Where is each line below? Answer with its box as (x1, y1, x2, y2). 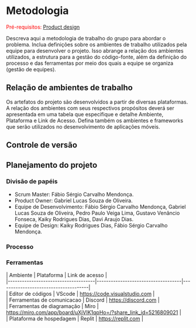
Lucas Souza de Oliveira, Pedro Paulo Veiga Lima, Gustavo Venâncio (14, 209, 180, 216)
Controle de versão (6, 140, 78, 150)
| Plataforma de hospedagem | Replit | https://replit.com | (6, 315, 143, 322)
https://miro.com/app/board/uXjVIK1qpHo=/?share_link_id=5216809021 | (6, 309, 181, 316)
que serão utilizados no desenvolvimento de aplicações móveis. (6, 123, 160, 130)
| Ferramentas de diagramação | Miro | (6, 303, 99, 310)
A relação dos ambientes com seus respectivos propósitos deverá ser (6, 104, 174, 112)
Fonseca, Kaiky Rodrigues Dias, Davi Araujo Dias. (14, 215, 134, 223)
